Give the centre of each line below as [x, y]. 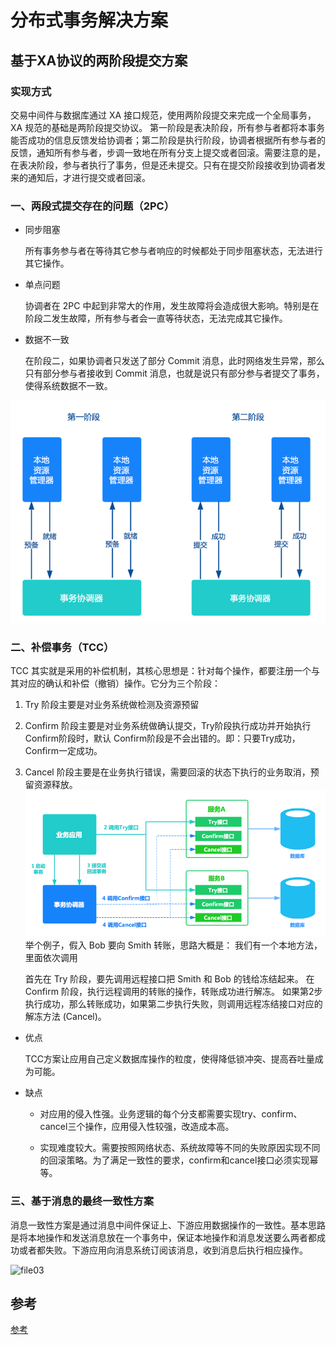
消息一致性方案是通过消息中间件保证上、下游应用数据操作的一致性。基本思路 [168, 1225]
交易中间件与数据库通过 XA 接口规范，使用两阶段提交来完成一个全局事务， [163, 115]
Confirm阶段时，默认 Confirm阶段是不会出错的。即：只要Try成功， [162, 738]
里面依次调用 [51, 958]
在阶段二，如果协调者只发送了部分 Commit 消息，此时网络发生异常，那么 [174, 361]
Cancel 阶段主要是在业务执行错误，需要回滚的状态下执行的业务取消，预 [172, 772]
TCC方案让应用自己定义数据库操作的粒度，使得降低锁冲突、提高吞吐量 [169, 1059]
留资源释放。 [51, 785]
